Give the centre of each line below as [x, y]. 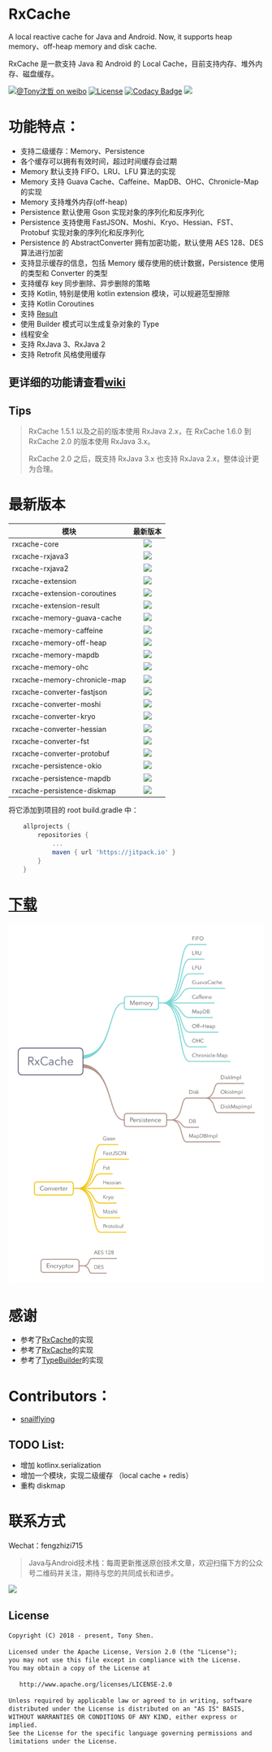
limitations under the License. [63, 1741]
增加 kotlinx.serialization [60, 1466]
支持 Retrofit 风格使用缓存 [63, 354]
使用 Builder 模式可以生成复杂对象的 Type [90, 324]
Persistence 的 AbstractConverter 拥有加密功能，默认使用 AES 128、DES [142, 242]
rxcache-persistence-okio [57, 766]
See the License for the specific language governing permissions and [130, 1733]
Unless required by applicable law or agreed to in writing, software [130, 1701]
